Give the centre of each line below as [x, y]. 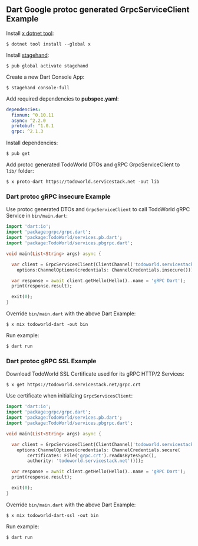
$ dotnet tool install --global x [49, 44]
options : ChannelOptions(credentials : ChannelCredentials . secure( [99, 450]
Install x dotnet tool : [30, 33]
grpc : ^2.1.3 [27, 132]
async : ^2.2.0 [29, 121]
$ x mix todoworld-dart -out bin [47, 325]
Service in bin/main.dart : [37, 216]
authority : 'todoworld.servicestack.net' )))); [85, 461]
